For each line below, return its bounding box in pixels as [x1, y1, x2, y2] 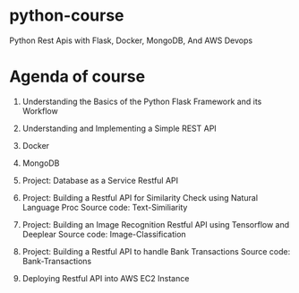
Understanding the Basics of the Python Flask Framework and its [21, 96, 262, 107]
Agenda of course [9, 66, 146, 87]
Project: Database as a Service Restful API [21, 175, 179, 185]
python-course [9, 5, 124, 26]
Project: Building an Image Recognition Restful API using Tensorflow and [21, 219, 290, 229]
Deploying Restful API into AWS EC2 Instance [21, 272, 190, 283]
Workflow [21, 105, 58, 116]
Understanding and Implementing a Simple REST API [21, 123, 217, 134]
